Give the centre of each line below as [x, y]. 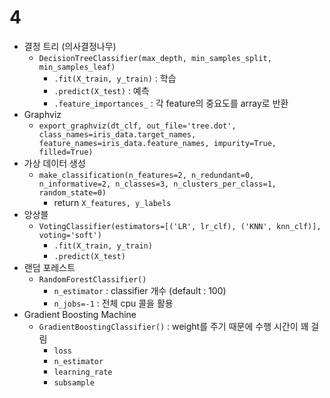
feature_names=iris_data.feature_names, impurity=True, [157, 143]
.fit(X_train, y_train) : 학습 [115, 78]
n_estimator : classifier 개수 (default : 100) [140, 290]
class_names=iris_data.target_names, [117, 134]
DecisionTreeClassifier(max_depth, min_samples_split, [155, 58]
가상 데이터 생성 [54, 163]
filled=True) [66, 152]
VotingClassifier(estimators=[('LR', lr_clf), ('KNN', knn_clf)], [180, 226]
